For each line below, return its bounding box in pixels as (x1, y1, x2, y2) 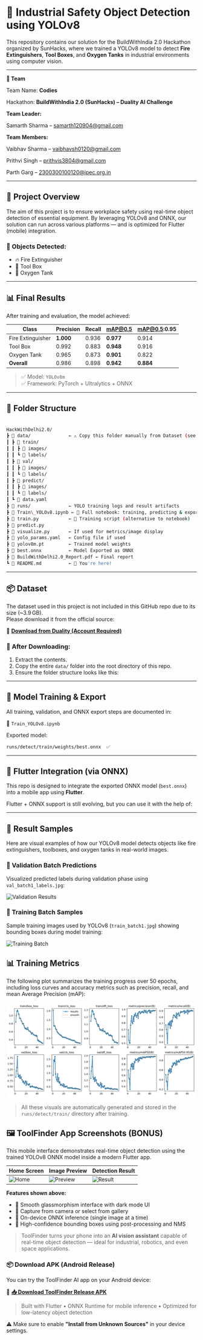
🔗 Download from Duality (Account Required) (6, 627, 122, 634)
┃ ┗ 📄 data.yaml (6, 497, 47, 503)
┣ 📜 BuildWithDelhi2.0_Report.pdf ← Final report (6, 554, 134, 560)
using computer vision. (6, 57, 63, 65)
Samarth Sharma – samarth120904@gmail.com (6, 121, 124, 129)
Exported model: (6, 731, 48, 739)
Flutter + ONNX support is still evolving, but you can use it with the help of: (6, 800, 193, 808)
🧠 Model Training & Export (6, 692, 106, 702)
